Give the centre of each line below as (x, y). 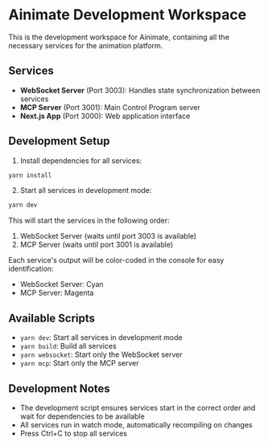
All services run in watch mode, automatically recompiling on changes (136, 424)
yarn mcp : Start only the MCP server (79, 363)
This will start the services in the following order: (89, 221)
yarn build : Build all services (68, 346)
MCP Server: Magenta (57, 293)
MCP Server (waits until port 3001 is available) (97, 245)
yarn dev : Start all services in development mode (101, 338)
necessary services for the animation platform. (86, 45)
